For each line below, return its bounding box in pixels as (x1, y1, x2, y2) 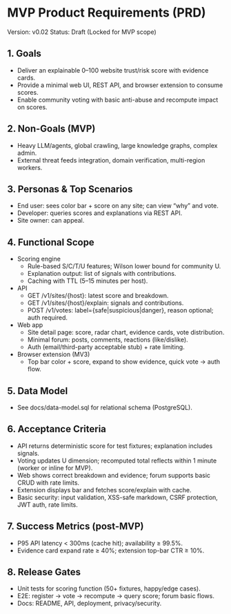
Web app (17, 321, 43, 329)
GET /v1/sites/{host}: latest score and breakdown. (27, 292, 169, 300)
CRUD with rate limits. (17, 478, 80, 487)
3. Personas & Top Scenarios (7, 183, 133, 195)
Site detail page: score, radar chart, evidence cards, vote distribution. (27, 328, 225, 337)
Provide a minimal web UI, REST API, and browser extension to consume (17, 81, 223, 89)
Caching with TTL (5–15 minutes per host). (27, 277, 148, 285)
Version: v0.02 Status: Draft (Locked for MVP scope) (7, 28, 157, 36)
